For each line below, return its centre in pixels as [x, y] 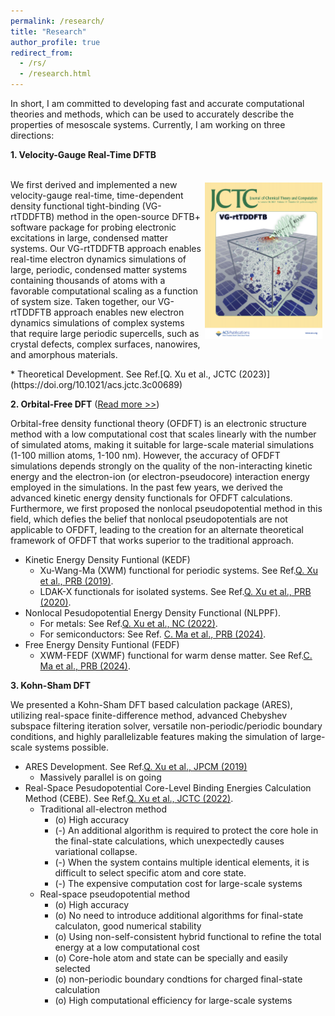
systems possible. [72, 747]
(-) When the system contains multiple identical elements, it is [182, 862]
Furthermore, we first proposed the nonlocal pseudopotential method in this [166, 508]
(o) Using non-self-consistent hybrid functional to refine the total [188, 936]
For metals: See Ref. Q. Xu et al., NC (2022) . [128, 623]
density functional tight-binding [75, 206]
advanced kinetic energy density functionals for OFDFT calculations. [151, 498]
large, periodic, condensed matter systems [99, 269]
